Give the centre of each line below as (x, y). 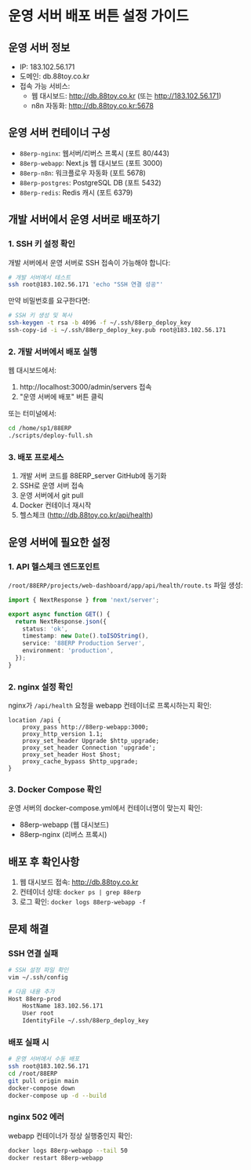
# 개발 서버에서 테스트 (40, 277)
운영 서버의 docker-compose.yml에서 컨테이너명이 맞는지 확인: (105, 808)
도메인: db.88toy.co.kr (55, 76)
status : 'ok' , (45, 629)
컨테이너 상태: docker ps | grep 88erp (80, 892)
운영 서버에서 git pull (51, 495)
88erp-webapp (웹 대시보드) (64, 824)
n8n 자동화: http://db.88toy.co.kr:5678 (93, 106)
